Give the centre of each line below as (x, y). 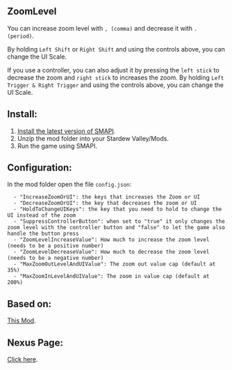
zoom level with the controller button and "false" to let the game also (116, 228)
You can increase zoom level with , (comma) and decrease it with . (102, 28)
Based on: (30, 303)
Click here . (23, 360)
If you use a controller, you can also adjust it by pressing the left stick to (114, 70)
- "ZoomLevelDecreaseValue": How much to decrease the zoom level (111, 252)
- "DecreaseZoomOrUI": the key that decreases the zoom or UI (105, 203)
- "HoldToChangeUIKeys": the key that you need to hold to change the (118, 209)
